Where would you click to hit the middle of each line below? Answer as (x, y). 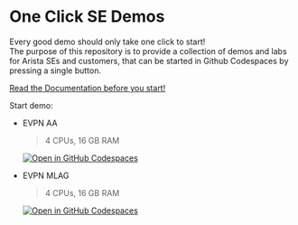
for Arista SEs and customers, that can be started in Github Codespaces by (149, 61)
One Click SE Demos (87, 17)
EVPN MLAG (46, 175)
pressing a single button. (56, 70)
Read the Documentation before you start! (88, 88)
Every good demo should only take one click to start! (107, 42)
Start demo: (31, 105)
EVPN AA (40, 123)
